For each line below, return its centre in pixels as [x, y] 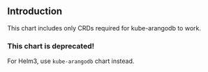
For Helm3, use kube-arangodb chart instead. [71, 61]
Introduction [35, 11]
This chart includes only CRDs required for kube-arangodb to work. [104, 28]
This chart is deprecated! [51, 46]
